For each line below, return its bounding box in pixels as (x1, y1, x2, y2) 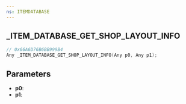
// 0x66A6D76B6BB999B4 (6, 47, 63, 53)
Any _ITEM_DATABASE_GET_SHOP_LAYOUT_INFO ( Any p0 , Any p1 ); (6, 52, 158, 59)
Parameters (6, 69, 51, 79)
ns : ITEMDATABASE (6, 8, 50, 15)
